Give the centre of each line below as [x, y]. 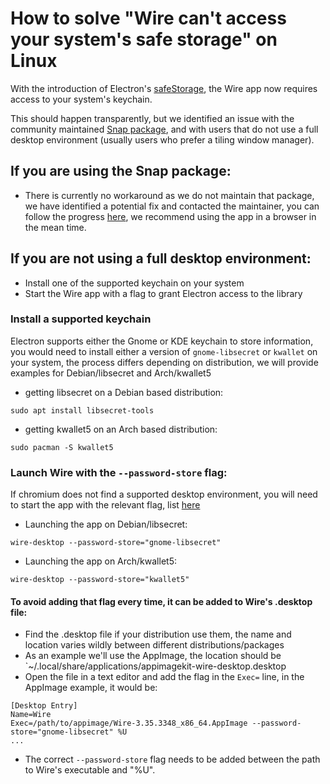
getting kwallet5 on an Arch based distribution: [121, 429]
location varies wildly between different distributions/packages [154, 645]
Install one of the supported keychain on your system [134, 283]
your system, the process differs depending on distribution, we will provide [164, 362]
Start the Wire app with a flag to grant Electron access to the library [163, 293]
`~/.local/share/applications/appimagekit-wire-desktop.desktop [155, 666]
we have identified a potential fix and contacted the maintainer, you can [172, 206]
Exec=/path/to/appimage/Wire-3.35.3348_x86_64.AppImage [129, 723]
